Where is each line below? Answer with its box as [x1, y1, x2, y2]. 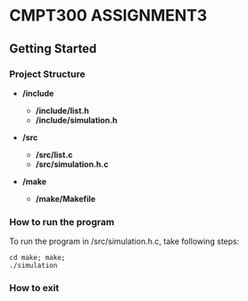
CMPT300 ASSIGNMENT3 [9, 5, 208, 26]
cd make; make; [9, 254, 66, 263]
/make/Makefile [35, 193, 96, 204]
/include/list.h [35, 105, 89, 116]
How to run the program [9, 215, 115, 228]
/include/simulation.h [35, 114, 118, 125]
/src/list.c [35, 149, 73, 160]
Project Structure [9, 68, 86, 80]
